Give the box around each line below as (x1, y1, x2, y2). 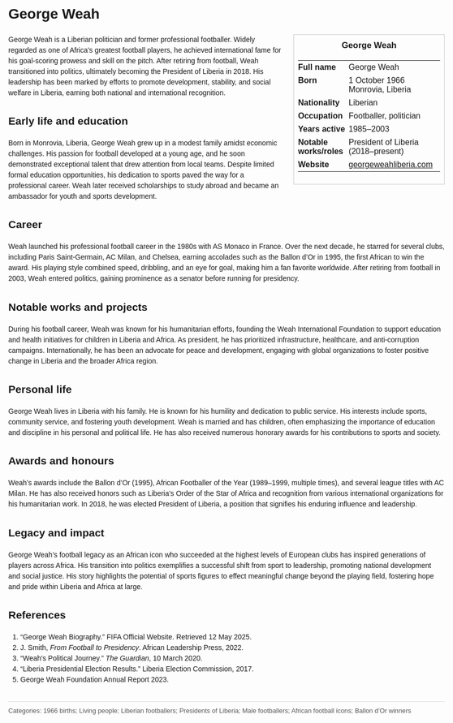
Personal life (8, 383, 72, 396)
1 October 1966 (348, 75, 405, 85)
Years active (298, 124, 346, 134)
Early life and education (8, 114, 128, 127)
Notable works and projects (8, 300, 149, 313)
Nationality (298, 97, 340, 107)
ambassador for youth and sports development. (8, 192, 157, 201)
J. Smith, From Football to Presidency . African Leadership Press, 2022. (19, 643, 244, 652)
